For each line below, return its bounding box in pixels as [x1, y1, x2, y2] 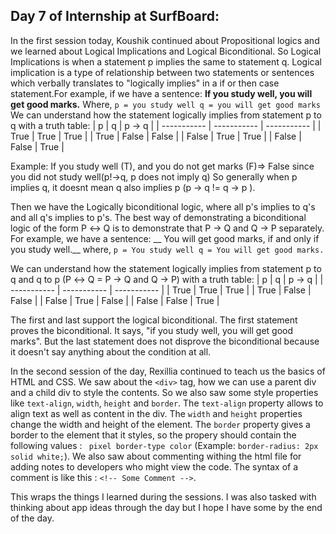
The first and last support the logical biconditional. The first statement [10, 314, 298, 326]
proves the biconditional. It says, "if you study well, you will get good [10, 324, 294, 336]
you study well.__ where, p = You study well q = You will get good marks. [10, 243, 325, 255]
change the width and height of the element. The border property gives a [10, 418, 311, 430]
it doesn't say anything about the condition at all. [10, 345, 212, 358]
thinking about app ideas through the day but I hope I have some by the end [10, 501, 323, 513]
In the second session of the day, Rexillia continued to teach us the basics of [10, 365, 326, 377]
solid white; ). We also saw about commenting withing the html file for [10, 450, 302, 462]
